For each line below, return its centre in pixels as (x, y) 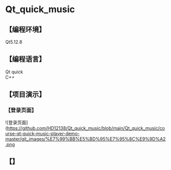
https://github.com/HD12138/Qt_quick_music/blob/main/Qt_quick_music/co (86, 128)
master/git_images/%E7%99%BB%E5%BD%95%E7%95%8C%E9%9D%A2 (86, 139)
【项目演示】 (26, 94)
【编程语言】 (26, 59)
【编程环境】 (26, 29)
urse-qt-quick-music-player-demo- (43, 133)
